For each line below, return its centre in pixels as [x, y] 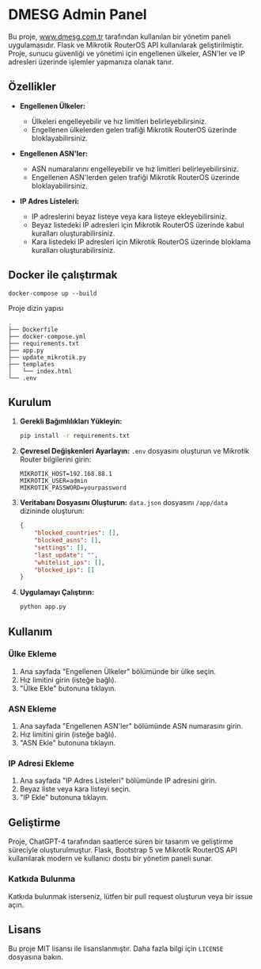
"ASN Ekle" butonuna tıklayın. [68, 743]
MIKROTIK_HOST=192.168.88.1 [66, 474]
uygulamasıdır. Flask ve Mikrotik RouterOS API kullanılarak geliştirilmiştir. [126, 44]
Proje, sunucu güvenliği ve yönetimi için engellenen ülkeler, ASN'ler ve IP [127, 53]
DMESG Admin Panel [78, 15]
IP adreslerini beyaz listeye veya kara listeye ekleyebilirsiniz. [129, 216]
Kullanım [30, 632]
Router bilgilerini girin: [55, 460]
